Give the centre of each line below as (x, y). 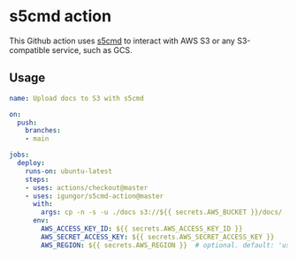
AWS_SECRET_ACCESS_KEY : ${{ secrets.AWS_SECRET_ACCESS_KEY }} (158, 237)
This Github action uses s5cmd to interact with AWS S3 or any (122, 41)
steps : (37, 179)
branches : (43, 131)
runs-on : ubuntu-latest (69, 171)
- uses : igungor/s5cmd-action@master (95, 196)
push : (27, 122)
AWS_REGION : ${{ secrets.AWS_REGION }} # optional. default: (158, 245)
